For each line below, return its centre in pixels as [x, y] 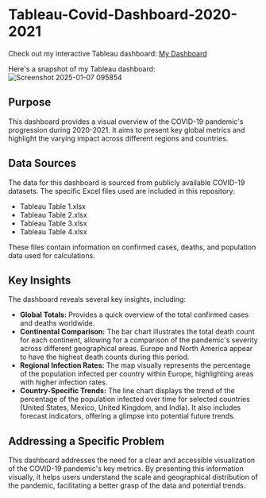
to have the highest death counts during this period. [104, 357]
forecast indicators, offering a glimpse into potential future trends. [127, 416]
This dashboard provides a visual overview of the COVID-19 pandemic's [126, 122]
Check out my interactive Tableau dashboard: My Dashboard [108, 53]
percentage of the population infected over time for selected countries [135, 400]
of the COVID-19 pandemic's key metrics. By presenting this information [126, 469]
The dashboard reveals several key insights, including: [97, 299]
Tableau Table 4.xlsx [53, 231]
